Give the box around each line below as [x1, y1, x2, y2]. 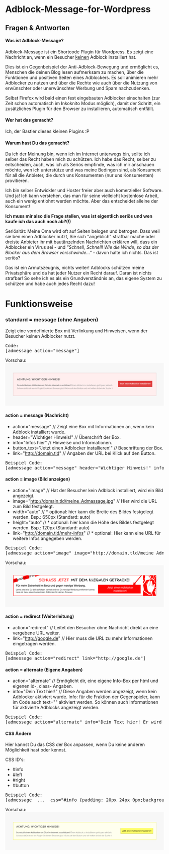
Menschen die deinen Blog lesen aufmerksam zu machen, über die [5, 69, 144, 75]
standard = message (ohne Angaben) [5, 316, 99, 323]
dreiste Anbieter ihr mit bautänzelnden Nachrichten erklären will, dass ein [5, 239, 157, 245]
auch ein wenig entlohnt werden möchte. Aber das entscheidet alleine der [5, 198, 158, 204]
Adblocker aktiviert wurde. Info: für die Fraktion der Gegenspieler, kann [12, 694, 160, 700]
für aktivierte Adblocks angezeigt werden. [12, 705, 100, 711]
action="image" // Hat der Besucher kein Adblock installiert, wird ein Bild [12, 487, 163, 493]
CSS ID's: [5, 756, 25, 763]
